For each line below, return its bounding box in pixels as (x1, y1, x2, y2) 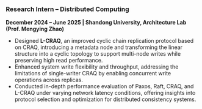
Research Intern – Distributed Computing (5, 5, 129, 13)
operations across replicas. (14, 76, 84, 84)
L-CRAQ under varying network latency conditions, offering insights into (14, 89, 196, 97)
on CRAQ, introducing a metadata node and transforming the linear (14, 43, 183, 51)
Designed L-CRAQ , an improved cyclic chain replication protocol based (14, 37, 194, 45)
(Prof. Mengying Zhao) (5, 25, 65, 32)
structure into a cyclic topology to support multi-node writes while (14, 50, 181, 58)
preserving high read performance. (14, 57, 103, 64)
